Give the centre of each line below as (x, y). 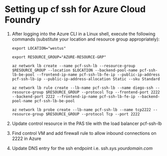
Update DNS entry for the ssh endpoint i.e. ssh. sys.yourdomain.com (82, 148)
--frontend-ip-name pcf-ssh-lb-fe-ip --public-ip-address (98, 74)
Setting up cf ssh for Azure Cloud (75, 9)
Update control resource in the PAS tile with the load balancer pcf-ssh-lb (87, 123)
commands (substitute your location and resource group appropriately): (86, 39)
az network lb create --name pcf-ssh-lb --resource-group (73, 66)
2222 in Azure (26, 138)
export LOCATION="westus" (39, 48)
